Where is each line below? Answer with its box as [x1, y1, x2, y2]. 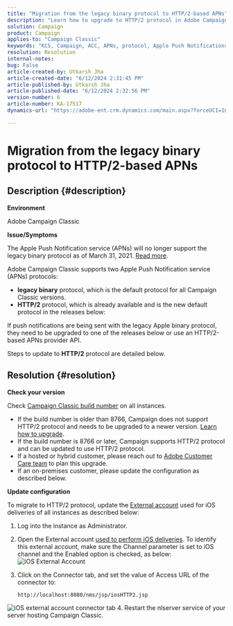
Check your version [7, 388, 65, 396]
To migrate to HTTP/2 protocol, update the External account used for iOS [7, 500, 216, 509]
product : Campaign [7, 29, 60, 37]
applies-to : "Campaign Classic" [7, 36, 101, 43]
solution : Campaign [7, 23, 64, 30]
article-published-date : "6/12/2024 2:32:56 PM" [7, 87, 150, 94]
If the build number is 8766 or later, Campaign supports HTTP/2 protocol [17, 437, 225, 445]
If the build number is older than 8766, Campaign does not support [17, 414, 209, 423]
